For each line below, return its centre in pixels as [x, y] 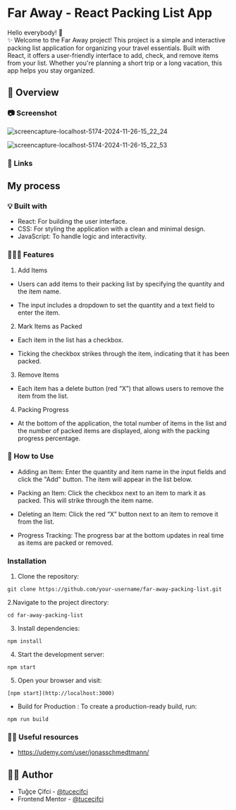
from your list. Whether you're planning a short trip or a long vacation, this [115, 63]
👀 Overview [33, 93]
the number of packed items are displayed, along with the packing [113, 430]
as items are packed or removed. [65, 543]
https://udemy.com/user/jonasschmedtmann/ [83, 752]
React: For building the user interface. [72, 222]
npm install [25, 641]
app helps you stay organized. [51, 70]
